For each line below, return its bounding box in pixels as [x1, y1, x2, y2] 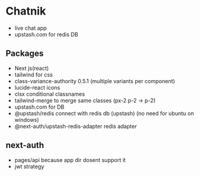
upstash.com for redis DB [14, 30, 78, 38]
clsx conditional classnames [14, 90, 85, 98]
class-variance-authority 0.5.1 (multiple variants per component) [14, 77, 175, 84]
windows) [14, 116, 39, 123]
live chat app [14, 24, 47, 32]
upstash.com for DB [14, 103, 65, 110]
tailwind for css [14, 71, 53, 78]
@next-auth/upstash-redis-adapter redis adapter [14, 123, 137, 130]
